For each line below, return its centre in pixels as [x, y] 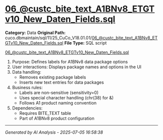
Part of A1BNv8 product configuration [57, 118]
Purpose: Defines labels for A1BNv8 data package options [70, 62]
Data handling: [26, 72]
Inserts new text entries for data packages [62, 82]
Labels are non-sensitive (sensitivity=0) [59, 93]
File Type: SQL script [85, 43]
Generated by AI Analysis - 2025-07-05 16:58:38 [54, 132]
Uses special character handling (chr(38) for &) [66, 97]
